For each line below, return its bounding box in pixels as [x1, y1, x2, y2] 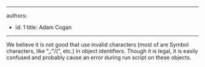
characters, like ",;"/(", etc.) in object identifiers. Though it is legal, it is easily [6, 48, 198, 54]
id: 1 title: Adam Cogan [15, 24, 72, 31]
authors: [6, 12, 27, 19]
